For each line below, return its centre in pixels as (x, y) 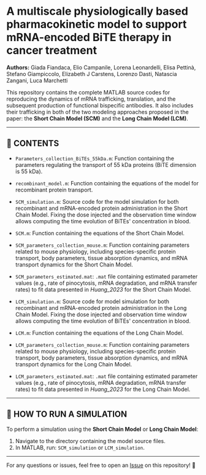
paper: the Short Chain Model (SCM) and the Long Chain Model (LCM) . (97, 118)
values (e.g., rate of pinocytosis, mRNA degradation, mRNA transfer (101, 382)
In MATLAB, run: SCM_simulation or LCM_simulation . (80, 447)
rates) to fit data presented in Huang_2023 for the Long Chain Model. (103, 389)
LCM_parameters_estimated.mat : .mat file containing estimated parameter (106, 376)
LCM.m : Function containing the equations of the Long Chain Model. (99, 333)
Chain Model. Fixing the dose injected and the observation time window (106, 214)
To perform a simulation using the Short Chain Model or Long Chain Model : (102, 429)
